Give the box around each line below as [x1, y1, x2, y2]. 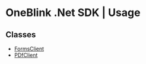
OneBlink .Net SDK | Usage [5, 6, 141, 20]
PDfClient [14, 52, 38, 59]
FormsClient [14, 45, 45, 52]
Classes [5, 30, 36, 40]
